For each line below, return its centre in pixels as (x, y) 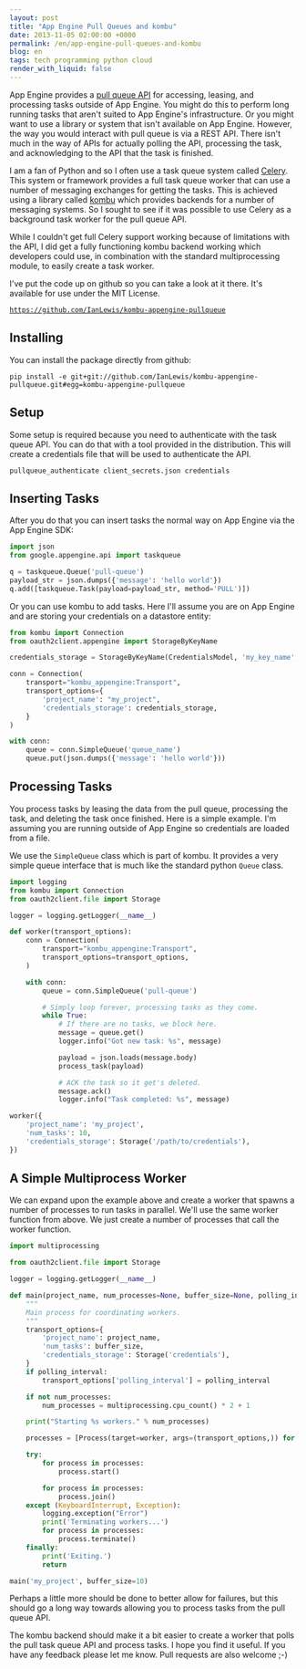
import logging (38, 881)
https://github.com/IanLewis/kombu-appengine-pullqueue (117, 310)
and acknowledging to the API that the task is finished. (112, 152)
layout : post (34, 18)
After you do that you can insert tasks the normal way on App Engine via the (153, 520)
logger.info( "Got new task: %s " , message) (140, 1041)
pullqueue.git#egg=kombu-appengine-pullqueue (97, 384)
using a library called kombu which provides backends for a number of (142, 199)
